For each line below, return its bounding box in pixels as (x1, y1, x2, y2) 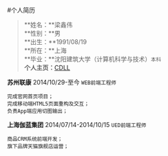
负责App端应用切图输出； (7, 108, 68, 115)
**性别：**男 (23, 30, 61, 37)
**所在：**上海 (23, 47, 67, 54)
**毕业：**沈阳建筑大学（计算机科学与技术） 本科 (23, 55, 162, 63)
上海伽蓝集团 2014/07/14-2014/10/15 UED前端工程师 (7, 121, 147, 129)
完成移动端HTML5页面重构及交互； (7, 100, 90, 107)
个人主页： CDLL (23, 64, 70, 71)
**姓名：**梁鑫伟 (23, 21, 73, 29)
